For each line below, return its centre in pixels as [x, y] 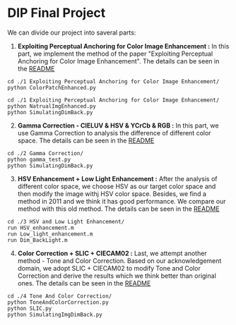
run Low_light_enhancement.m [50, 234]
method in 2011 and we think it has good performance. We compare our [122, 201]
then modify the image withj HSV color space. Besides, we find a [112, 194]
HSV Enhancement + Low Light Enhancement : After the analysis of [117, 178]
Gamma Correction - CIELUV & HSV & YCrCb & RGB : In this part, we [118, 125]
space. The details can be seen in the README [86, 140]
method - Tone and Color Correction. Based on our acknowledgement [119, 260]
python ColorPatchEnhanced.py [52, 87]
